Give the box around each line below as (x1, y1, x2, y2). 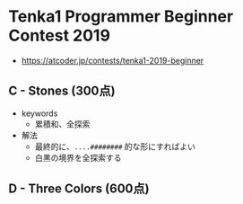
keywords (21, 108, 58, 119)
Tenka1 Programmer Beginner (8, 6, 234, 27)
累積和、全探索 (34, 119, 91, 129)
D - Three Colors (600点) (8, 182, 150, 197)
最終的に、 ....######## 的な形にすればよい (34, 141, 196, 152)
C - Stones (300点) (8, 84, 116, 99)
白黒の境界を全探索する (34, 152, 122, 163)
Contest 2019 (8, 25, 111, 46)
